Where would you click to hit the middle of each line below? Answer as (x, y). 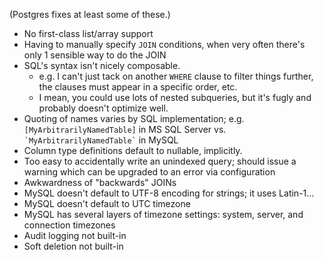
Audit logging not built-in (75, 235)
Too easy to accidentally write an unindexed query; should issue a (160, 161)
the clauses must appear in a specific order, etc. (138, 87)
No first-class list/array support (88, 33)
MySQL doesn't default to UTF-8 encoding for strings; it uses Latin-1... (169, 193)
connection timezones (69, 225)
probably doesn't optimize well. (103, 108)
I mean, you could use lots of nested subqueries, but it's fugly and (175, 97)
